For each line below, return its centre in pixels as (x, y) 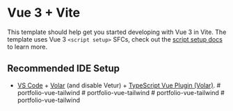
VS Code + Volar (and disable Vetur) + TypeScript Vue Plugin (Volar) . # (119, 85)
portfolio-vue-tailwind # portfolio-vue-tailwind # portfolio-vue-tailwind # (121, 92)
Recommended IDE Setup (64, 68)
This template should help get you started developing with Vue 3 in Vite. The (117, 32)
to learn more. (27, 46)
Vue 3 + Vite (44, 13)
